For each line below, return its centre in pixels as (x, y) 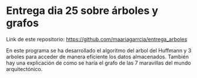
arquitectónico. (24, 69)
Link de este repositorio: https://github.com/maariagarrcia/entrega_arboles (97, 39)
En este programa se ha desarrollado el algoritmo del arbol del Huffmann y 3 (99, 50)
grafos (23, 23)
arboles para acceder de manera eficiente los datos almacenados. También (98, 56)
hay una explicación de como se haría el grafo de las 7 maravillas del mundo (98, 63)
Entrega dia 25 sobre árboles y (82, 11)
